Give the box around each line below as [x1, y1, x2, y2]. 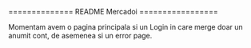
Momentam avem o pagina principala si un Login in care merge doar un [8, 22, 244, 31]
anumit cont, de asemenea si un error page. [8, 31, 153, 40]
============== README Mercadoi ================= [8, 7, 218, 16]
